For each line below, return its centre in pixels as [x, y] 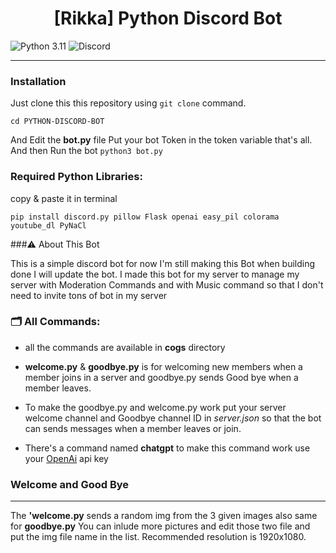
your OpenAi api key [66, 458]
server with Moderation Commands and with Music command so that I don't [167, 284]
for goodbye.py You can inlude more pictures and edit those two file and [160, 526]
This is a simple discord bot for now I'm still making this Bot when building [163, 263]
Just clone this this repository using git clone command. [128, 103]
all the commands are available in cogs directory [125, 347]
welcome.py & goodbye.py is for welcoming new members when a [163, 366]
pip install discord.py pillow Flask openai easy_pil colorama [145, 217]
